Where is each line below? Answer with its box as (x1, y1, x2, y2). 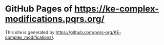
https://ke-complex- (74, 3, 159, 14)
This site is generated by (5, 29, 55, 35)
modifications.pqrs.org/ (5, 13, 105, 24)
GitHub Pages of (5, 3, 73, 14)
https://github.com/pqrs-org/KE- (55, 29, 122, 35)
